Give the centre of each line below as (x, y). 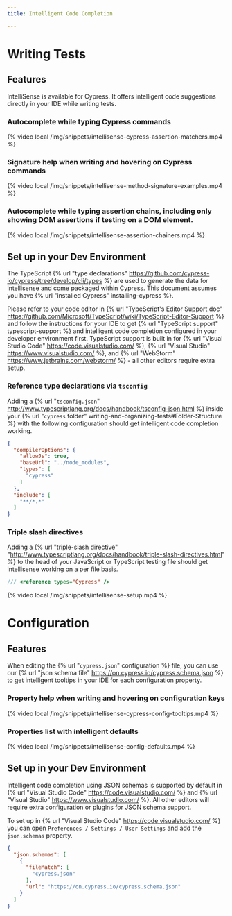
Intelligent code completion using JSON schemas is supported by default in (115, 785)
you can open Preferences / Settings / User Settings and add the (105, 828)
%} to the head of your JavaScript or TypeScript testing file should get (108, 562)
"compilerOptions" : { (45, 450)
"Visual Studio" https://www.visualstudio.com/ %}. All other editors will (108, 799)
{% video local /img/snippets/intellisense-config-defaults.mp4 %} (101, 746)
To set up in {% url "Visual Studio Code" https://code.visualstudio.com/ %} (114, 820)
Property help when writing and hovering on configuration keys (116, 698)
